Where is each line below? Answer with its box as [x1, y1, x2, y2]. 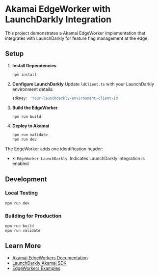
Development [5, 175, 48, 183]
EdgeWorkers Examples [12, 265, 60, 271]
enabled [12, 161, 29, 166]
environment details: [12, 86, 54, 92]
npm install [12, 72, 37, 77]
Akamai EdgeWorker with [5, 3, 111, 15]
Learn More [5, 242, 41, 250]
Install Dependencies [12, 62, 56, 68]
